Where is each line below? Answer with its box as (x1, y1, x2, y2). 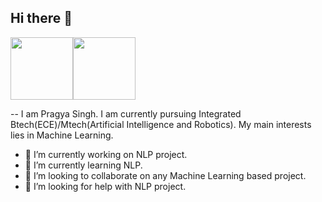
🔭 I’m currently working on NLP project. (24, 148, 188, 160)
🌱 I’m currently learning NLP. (24, 159, 143, 171)
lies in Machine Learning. (10, 129, 114, 141)
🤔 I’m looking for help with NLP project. (24, 180, 187, 192)
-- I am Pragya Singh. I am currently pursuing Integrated (10, 107, 242, 120)
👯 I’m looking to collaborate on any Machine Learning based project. (24, 169, 307, 181)
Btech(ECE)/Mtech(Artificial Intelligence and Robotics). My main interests (10, 118, 312, 130)
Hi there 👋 (10, 10, 73, 27)
